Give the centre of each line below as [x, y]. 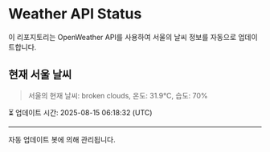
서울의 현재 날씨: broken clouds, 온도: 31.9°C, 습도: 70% [118, 95]
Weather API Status [75, 14]
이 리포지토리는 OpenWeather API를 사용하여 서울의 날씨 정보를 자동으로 [123, 37]
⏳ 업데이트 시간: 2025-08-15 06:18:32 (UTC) [80, 112]
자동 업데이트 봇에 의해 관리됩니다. [62, 139]
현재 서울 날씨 [40, 75]
